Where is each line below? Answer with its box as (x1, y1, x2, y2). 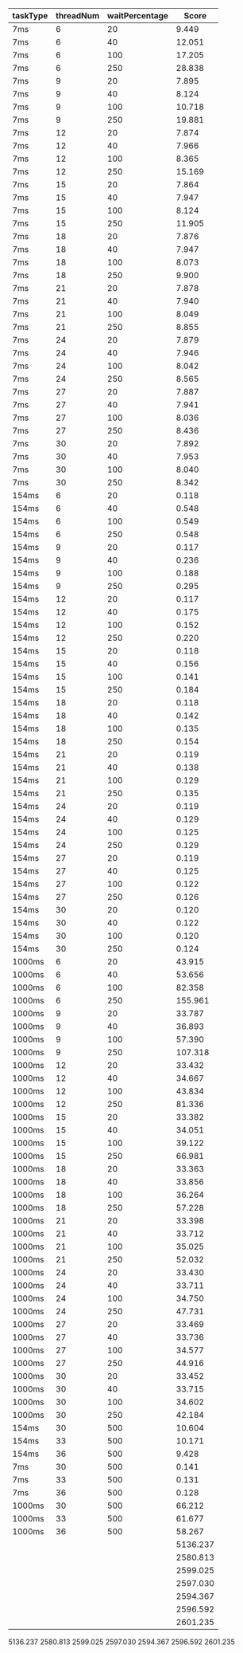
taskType (12, 10, 48, 21)
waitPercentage (106, 10, 169, 21)
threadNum (55, 10, 100, 21)
